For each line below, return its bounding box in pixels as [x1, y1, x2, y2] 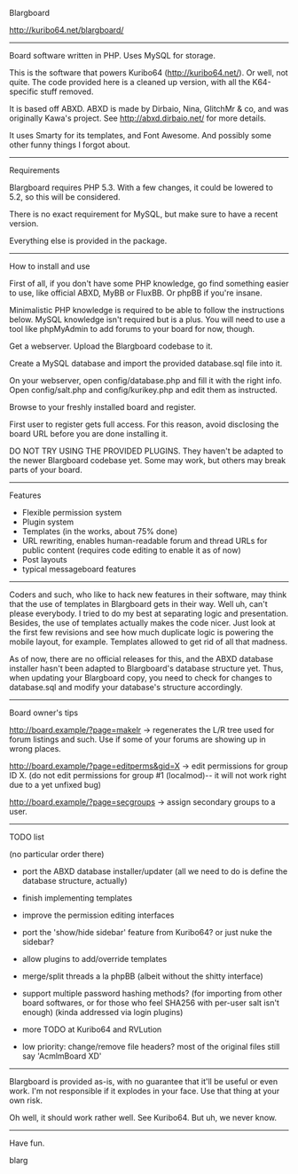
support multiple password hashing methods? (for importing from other [21, 989, 283, 998]
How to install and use [9, 261, 90, 272]
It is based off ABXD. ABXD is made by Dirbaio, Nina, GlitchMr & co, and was [9, 104, 289, 114]
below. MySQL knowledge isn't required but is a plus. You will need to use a [9, 314, 286, 325]
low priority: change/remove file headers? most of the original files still [21, 1042, 280, 1052]
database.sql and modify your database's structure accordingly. [9, 682, 243, 692]
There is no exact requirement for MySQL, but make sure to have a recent [9, 209, 278, 219]
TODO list [9, 831, 44, 842]
